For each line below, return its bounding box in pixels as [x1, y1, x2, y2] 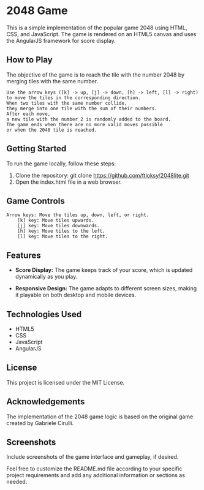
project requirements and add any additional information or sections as [6, 472, 186, 479]
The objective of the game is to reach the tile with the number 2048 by [6, 71, 185, 78]
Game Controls [6, 195, 66, 206]
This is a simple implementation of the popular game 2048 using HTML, [6, 24, 187, 31]
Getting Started [6, 143, 67, 154]
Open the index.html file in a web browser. [15, 178, 123, 186]
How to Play [6, 55, 53, 65]
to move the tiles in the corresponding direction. [6, 94, 141, 101]
